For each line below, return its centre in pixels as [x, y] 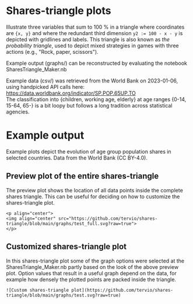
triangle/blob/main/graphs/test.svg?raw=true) [64, 295]
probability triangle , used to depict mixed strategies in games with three [92, 46]
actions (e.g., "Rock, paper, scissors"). [52, 51]
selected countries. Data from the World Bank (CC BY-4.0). [77, 158]
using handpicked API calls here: [45, 87]
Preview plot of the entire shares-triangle [83, 176]
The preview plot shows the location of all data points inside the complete [95, 190]
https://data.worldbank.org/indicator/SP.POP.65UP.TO [71, 93]
